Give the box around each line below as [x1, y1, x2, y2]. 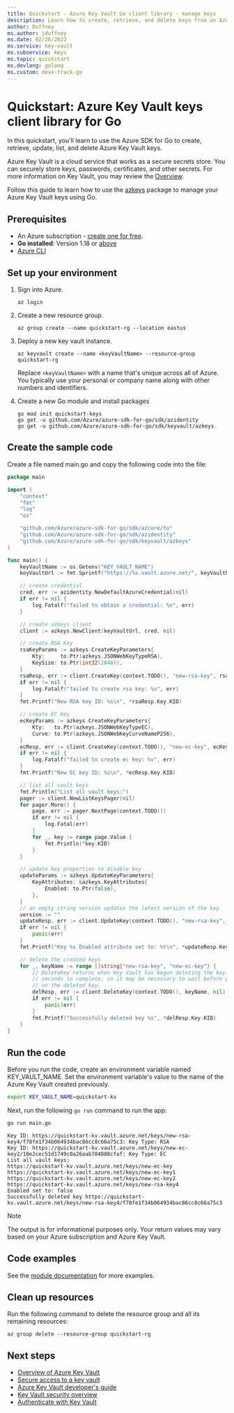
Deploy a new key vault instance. [17, 337, 113, 345]
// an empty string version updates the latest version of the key [19, 905, 219, 912]
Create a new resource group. [17, 311, 104, 319]
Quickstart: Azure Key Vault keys [7, 98, 203, 114]
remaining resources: [7, 1317, 68, 1326]
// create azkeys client [19, 621, 92, 628]
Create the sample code [7, 441, 114, 453]
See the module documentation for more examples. [7, 1271, 155, 1280]
